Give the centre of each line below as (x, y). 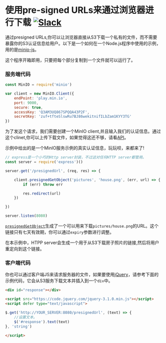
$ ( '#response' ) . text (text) (42, 322)
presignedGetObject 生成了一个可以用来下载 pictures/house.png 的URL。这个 (82, 226)
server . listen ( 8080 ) (27, 216)
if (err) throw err (43, 184)
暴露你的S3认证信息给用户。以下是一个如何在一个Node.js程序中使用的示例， (83, 43)
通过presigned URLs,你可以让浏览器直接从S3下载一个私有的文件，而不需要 (81, 37)
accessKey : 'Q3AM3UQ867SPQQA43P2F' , (52, 112)
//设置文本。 (26, 317)
